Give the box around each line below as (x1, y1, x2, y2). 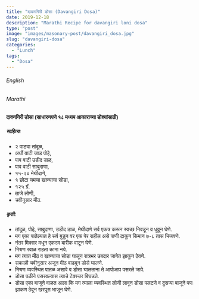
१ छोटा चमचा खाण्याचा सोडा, (14, 177, 70, 184)
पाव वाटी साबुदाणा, (14, 163, 49, 170)
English (6, 77, 24, 84)
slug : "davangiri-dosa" (6, 36, 66, 42)
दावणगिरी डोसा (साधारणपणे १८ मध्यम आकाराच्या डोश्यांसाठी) (6, 114, 119, 121)
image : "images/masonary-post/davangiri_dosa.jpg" (6, 31, 135, 37)
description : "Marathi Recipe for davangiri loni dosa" (6, 20, 148, 26)
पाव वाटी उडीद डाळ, (14, 156, 54, 163)
